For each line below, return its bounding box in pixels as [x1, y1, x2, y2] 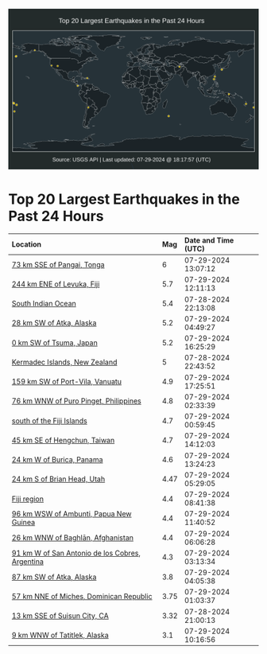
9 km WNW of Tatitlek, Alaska [11, 630, 109, 640]
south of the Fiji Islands [11, 415, 87, 426]
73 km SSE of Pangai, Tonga [11, 259, 105, 269]
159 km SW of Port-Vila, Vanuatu [11, 377, 122, 387]
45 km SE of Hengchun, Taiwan [11, 435, 115, 445]
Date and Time [184, 236, 234, 245]
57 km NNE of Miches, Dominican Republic [11, 591, 153, 601]
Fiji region [11, 494, 44, 504]
